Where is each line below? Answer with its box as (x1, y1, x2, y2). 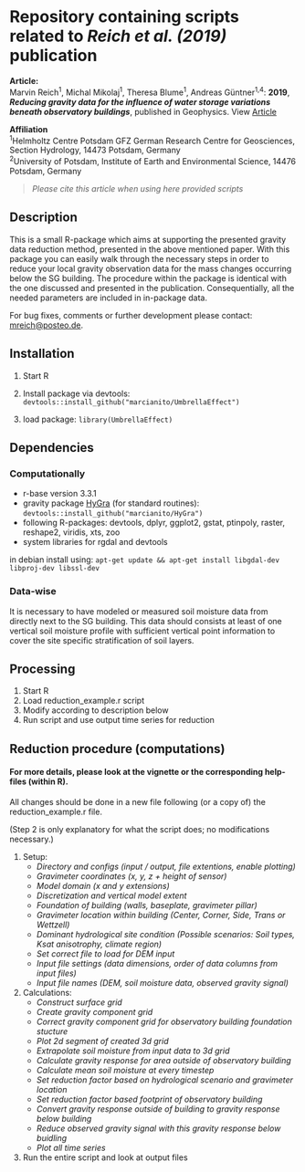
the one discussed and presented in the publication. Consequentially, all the (9, 282, 295, 293)
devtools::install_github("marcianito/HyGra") (22, 509, 204, 518)
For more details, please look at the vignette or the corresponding (9, 767, 263, 778)
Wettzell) (36, 919, 70, 930)
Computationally (9, 467, 86, 480)
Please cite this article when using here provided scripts (31, 183, 244, 194)
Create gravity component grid (36, 1006, 153, 1017)
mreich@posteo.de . (9, 319, 84, 330)
